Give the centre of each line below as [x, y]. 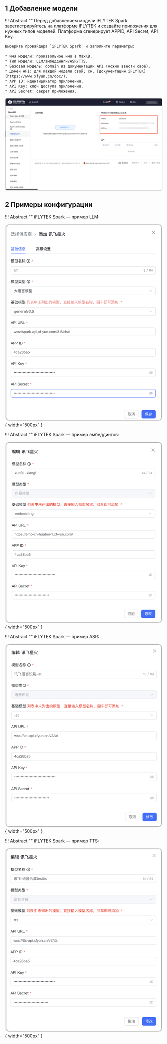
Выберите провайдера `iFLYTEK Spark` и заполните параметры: [70, 46]
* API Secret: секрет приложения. [41, 91]
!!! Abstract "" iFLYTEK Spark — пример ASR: [52, 636]
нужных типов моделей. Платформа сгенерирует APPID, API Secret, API [82, 31]
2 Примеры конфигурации [49, 205]
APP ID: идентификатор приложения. [47, 81]
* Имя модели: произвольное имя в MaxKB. [49, 56]
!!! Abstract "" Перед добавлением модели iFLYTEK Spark [66, 20]
